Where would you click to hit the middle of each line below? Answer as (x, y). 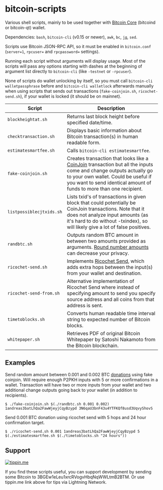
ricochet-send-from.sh (33, 293)
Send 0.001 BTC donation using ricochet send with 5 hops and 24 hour (76, 417)
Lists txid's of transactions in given (107, 196)
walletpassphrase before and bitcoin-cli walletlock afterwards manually (79, 86)
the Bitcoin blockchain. (93, 345)
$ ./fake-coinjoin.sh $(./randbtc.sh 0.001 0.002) (57, 404)
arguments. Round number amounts (108, 247)
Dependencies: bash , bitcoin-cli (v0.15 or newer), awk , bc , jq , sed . (71, 37)
